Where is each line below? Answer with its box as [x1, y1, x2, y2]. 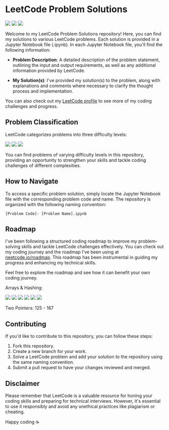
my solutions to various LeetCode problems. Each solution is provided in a [5, 36, 159, 42]
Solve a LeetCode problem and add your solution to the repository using [12, 354, 163, 360]
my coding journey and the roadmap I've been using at [5, 249, 119, 255]
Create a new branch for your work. [12, 348, 87, 355]
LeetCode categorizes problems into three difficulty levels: [5, 131, 127, 137]
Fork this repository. [12, 343, 54, 349]
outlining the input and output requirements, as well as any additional [12, 62, 156, 68]
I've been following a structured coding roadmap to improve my [5, 238, 137, 244]
